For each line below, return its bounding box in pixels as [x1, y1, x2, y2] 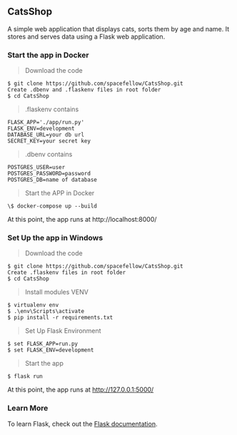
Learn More [7, 403, 49, 413]
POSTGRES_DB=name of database [7, 176, 98, 184]
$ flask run [7, 373, 43, 380]
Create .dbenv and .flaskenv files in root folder [7, 86, 161, 93]
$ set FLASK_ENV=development [7, 347, 94, 354]
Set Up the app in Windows [7, 233, 104, 243]
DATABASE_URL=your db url [7, 131, 84, 138]
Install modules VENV [24, 288, 89, 297]
